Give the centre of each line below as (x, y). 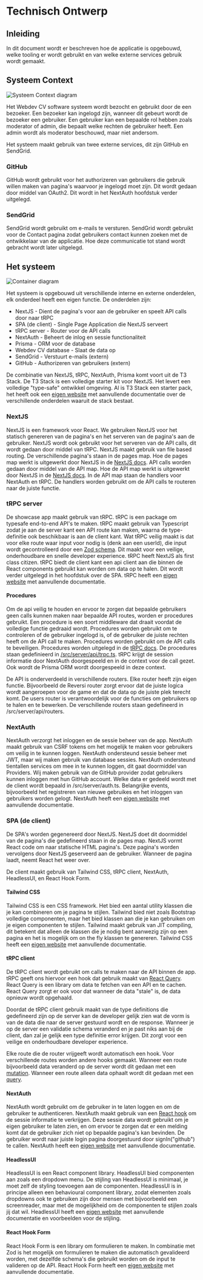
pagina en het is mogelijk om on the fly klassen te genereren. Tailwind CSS (99, 937)
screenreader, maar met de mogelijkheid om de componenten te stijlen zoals (102, 1205)
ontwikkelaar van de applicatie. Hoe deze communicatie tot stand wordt (96, 241)
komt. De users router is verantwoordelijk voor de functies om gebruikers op (101, 698)
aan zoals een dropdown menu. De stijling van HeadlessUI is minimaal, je (97, 1180)
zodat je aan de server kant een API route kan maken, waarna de (87, 530)
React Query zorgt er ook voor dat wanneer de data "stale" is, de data (93, 991)
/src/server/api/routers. (35, 711)
